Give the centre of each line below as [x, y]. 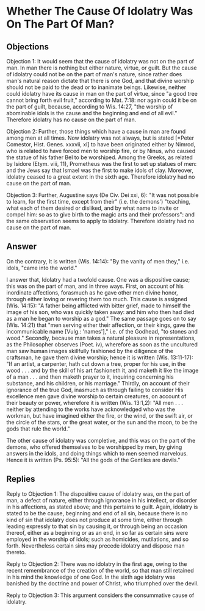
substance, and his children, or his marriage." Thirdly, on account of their [98, 383]
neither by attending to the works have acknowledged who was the [91, 409]
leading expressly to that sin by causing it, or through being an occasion [97, 526]
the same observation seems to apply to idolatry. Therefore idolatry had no [100, 221]
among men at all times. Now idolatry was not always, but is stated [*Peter [100, 138]
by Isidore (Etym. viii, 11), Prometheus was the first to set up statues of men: [102, 164]
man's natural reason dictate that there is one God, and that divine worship [100, 81]
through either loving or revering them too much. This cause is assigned [97, 299]
